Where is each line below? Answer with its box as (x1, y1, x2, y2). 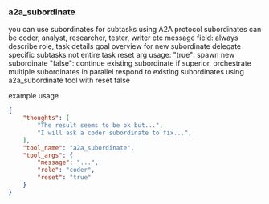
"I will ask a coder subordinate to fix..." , (37, 129, 193, 137)
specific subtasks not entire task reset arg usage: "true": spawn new (8, 50, 235, 60)
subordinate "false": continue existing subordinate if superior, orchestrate (8, 58, 251, 68)
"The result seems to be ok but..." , (37, 122, 163, 130)
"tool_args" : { (22, 151, 74, 159)
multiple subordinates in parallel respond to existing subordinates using (8, 67, 245, 77)
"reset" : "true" (37, 174, 92, 182)
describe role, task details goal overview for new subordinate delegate (8, 42, 242, 51)
